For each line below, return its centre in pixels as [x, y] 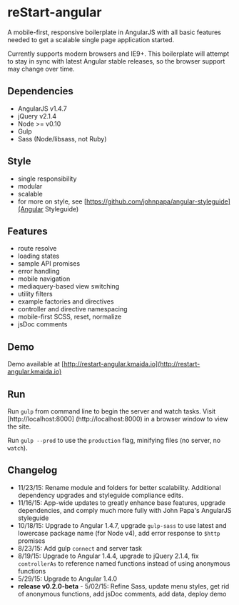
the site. [19, 426]
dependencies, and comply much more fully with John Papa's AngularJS [124, 510]
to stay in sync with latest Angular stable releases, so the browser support [116, 61]
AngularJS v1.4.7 [42, 109]
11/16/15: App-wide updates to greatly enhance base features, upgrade [122, 502]
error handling [39, 271]
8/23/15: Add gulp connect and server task [80, 548]
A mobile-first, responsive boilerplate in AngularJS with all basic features [114, 32]
